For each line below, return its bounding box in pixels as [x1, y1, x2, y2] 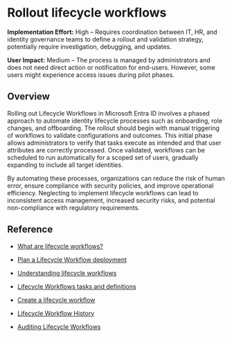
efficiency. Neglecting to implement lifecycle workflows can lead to [7, 188, 199, 197]
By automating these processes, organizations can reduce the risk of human [7, 174, 225, 182]
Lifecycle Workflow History [17, 309, 95, 317]
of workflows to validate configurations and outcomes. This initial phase [7, 131, 213, 139]
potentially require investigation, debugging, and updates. [7, 42, 172, 51]
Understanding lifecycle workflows [17, 269, 117, 277]
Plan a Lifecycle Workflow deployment [17, 255, 127, 264]
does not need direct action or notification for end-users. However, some [7, 63, 216, 71]
